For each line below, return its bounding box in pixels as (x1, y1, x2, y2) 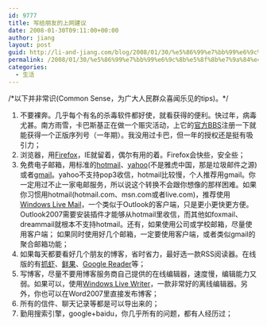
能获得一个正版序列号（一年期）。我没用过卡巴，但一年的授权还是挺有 (19, 130, 246, 140)
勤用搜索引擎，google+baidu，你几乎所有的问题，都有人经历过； (19, 309, 233, 318)
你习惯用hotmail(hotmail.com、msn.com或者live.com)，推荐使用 (19, 190, 230, 199)
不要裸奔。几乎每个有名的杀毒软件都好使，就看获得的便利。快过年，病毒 (19, 110, 257, 120)
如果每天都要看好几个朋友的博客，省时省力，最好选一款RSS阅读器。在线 (19, 249, 257, 259)
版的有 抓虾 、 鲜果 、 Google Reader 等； (19, 259, 146, 268)
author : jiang (8, 33, 56, 42)
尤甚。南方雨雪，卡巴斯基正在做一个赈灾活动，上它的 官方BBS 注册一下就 (19, 120, 257, 129)
